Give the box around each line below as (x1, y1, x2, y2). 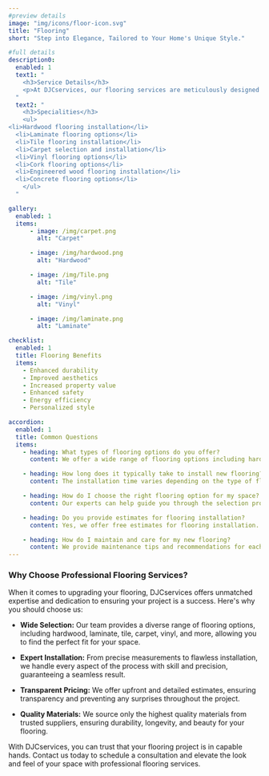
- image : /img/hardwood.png (29, 249, 124, 257)
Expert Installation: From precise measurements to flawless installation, (19, 653, 259, 662)
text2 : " (15, 101, 45, 109)
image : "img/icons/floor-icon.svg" (8, 19, 127, 27)
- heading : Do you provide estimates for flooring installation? (22, 514, 246, 522)
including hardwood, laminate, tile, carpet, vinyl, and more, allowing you (19, 628, 257, 638)
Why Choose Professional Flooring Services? (8, 570, 188, 581)
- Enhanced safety (22, 389, 84, 397)
